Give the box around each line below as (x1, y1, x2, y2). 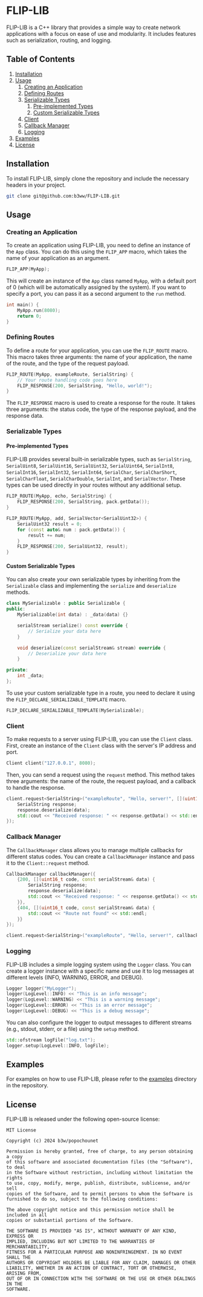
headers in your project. (6, 181, 66, 188)
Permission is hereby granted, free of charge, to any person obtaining (6, 1149, 193, 1155)
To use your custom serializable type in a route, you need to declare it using (6, 689, 195, 696)
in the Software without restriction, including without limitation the (6, 1170, 193, 1176)
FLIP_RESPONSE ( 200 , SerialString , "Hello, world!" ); (17, 382, 153, 388)
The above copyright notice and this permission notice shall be (6, 1207, 174, 1213)
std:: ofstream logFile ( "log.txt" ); (6, 1037, 96, 1043)
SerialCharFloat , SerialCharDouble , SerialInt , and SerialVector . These (6, 475, 185, 482)
